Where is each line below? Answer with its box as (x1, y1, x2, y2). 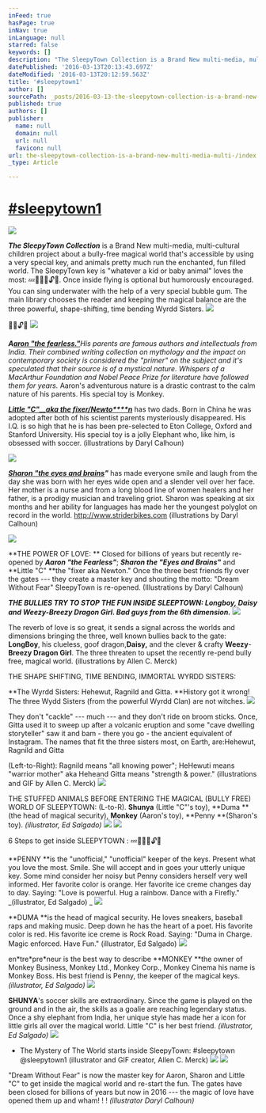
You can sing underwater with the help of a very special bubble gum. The (8, 287, 248, 296)
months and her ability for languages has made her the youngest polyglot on (8, 502, 258, 511)
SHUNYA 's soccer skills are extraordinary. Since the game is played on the (8, 996, 253, 1005)
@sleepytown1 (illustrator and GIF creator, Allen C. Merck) (19, 1055, 208, 1065)
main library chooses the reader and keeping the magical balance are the (8, 294, 247, 305)
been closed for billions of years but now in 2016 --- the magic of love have (8, 1088, 255, 1097)
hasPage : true (8, 19, 55, 27)
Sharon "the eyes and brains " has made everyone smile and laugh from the (8, 469, 258, 478)
